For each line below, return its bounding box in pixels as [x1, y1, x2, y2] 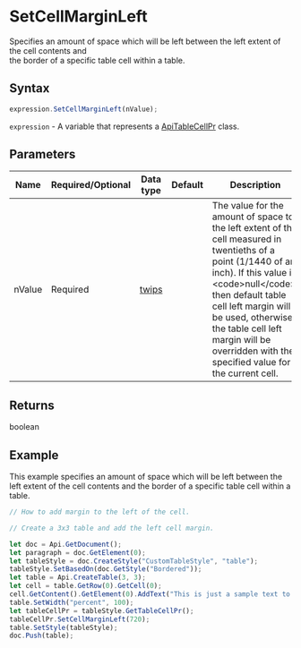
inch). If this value [211, 267, 288, 279]
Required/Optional [50, 179, 132, 192]
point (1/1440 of [211, 255, 284, 268]
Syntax [9, 81, 50, 96]
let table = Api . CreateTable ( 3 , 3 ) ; [9, 573, 146, 583]
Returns [9, 397, 56, 413]
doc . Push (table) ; [9, 631, 74, 641]
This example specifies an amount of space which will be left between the [9, 472, 283, 482]
